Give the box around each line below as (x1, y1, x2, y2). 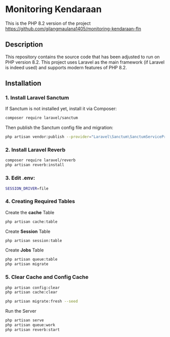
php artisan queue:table (5, 257, 58, 262)
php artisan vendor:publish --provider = (5, 134, 92, 139)
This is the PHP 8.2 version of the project (5, 20, 91, 26)
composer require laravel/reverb (5, 158, 76, 163)
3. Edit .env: (5, 174, 35, 181)
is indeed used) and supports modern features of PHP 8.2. (5, 64, 127, 70)
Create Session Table (5, 228, 51, 234)
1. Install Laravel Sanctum (5, 94, 69, 102)
